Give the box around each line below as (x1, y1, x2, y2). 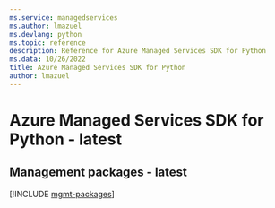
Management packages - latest (9, 165, 188, 180)
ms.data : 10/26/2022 (9, 55, 87, 64)
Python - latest (9, 129, 123, 149)
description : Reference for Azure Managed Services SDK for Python (9, 47, 267, 56)
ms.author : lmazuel (9, 22, 82, 30)
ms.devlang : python (9, 30, 82, 39)
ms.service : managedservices (9, 13, 118, 22)
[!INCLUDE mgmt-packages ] (9, 188, 115, 199)
